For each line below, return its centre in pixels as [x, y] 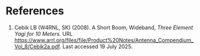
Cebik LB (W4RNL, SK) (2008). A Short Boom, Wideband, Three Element [104, 27]
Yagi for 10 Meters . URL [43, 33]
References [35, 11]
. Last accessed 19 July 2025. [96, 46]
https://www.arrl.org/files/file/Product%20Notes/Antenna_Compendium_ [104, 40]
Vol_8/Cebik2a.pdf [37, 46]
